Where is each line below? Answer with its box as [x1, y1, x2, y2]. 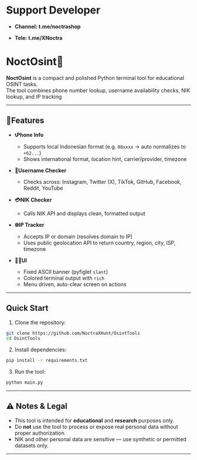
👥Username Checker [14, 167, 66, 174]
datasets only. [14, 442, 49, 449]
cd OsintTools [6, 335, 41, 341]
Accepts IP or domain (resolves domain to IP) [23, 233, 133, 240]
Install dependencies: [14, 346, 67, 353]
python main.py [6, 380, 43, 385]
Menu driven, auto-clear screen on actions [23, 280, 127, 288]
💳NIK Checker [14, 196, 52, 203]
